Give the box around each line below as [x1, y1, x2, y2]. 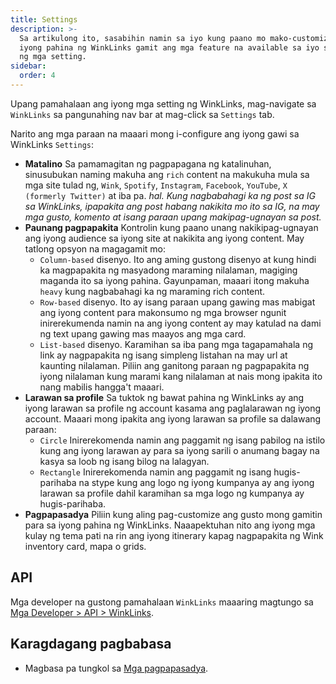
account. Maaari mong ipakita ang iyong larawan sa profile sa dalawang [24, 412, 322, 425]
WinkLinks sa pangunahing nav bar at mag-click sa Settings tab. [10, 108, 275, 120]
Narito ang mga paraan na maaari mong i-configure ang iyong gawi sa [10, 127, 300, 140]
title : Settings [10, 14, 78, 25]
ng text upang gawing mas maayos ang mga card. [39, 327, 247, 340]
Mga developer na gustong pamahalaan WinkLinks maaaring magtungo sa [10, 596, 314, 608]
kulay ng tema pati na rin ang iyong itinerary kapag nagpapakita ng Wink [24, 529, 324, 541]
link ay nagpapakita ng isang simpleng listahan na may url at [39, 349, 288, 361]
